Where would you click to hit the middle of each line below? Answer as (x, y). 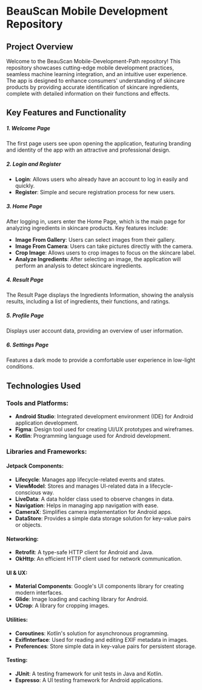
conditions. (20, 367)
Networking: (22, 539)
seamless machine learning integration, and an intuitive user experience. (97, 74)
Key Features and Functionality (66, 113)
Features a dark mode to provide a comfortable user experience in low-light (101, 360)
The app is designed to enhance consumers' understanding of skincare (96, 81)
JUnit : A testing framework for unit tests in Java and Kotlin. (89, 674)
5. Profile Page (25, 315)
